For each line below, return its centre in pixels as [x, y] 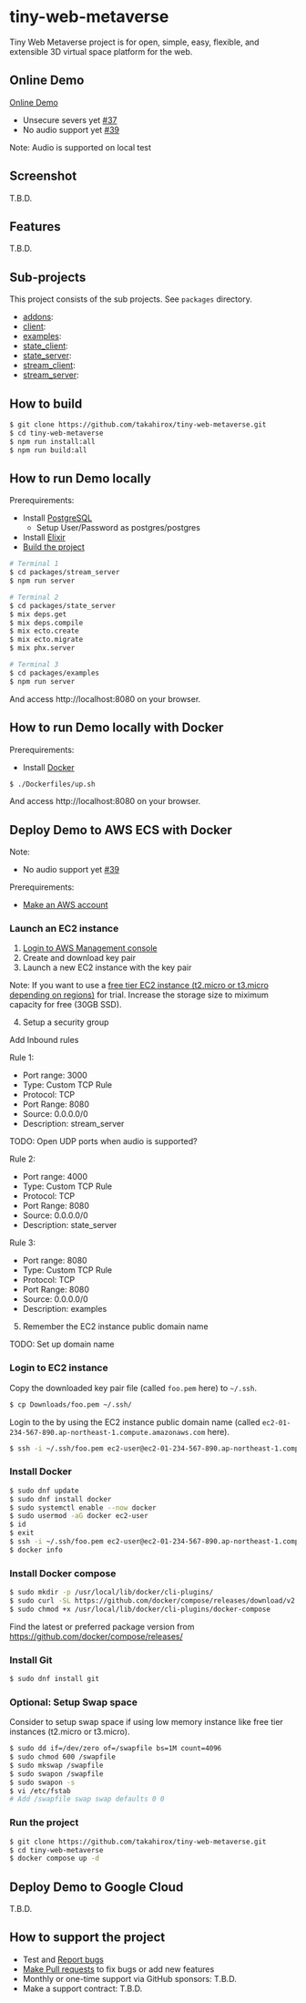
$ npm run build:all [49, 450]
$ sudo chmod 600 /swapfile [63, 1757]
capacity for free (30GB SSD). [66, 1005]
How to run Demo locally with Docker [117, 728]
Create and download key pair [79, 958]
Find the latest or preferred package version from [102, 1626]
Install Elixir [44, 537]
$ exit [22, 1533]
